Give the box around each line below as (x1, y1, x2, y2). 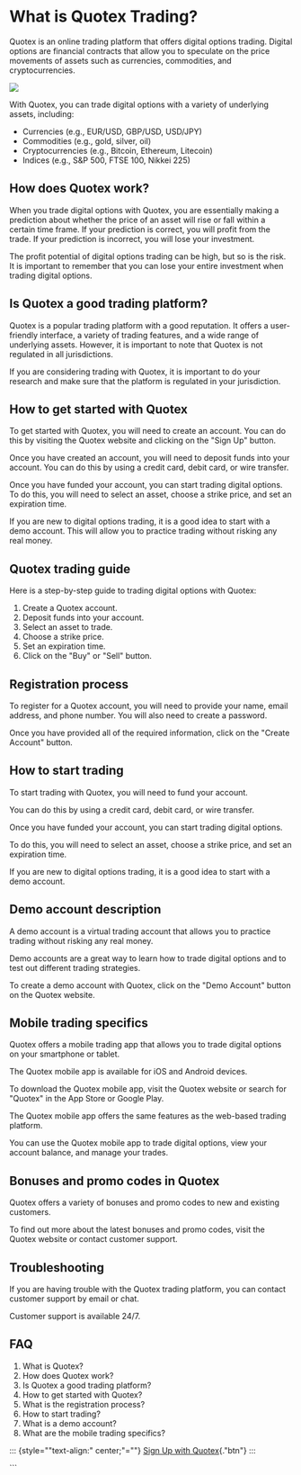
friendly (9, 329, 39, 340)
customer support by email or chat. (9, 1293, 139, 1304)
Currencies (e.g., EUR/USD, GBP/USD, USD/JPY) (22, 126, 202, 137)
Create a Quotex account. (22, 603, 119, 614)
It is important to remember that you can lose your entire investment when (9, 260, 284, 271)
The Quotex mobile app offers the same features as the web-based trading (9, 1111, 287, 1121)
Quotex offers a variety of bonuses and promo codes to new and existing (9, 1197, 280, 1208)
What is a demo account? (22, 1417, 117, 1428)
